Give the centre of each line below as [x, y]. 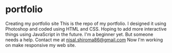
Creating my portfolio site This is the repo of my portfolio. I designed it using [86, 23]
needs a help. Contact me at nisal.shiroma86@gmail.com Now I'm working [84, 40]
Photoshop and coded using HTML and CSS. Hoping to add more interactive [86, 29]
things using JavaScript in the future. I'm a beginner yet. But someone [79, 34]
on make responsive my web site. [41, 45]
